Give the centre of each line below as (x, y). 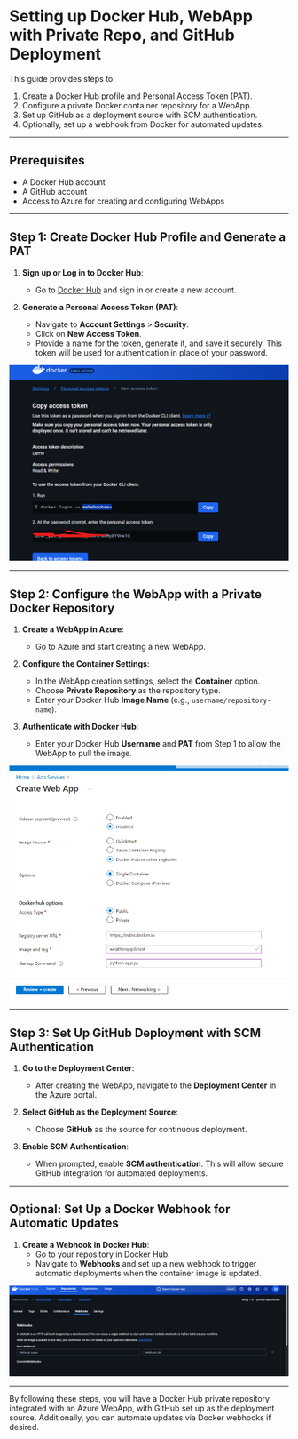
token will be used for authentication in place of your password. (152, 352)
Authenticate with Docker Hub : (80, 727)
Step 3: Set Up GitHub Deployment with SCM (135, 1033)
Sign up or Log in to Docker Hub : (82, 272)
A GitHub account (55, 191)
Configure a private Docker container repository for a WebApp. (137, 105)
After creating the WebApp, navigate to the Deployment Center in (156, 1085)
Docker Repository (62, 608)
